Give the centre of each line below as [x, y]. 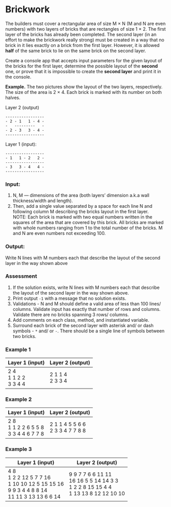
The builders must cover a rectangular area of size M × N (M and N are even [86, 23]
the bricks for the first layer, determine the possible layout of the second [82, 66]
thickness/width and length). [43, 201]
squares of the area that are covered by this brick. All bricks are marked [88, 223]
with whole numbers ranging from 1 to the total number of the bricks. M [88, 228]
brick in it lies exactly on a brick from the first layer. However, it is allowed [82, 45]
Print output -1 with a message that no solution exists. [69, 298]
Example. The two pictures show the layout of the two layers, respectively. [84, 87]
